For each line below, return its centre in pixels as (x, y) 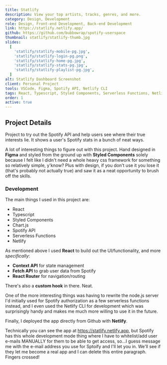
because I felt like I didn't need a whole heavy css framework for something (83, 160)
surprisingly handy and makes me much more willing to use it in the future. (82, 311)
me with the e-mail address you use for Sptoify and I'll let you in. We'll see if (83, 347)
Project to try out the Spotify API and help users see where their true (75, 134)
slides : (13, 42)
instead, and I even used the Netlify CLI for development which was (74, 306)
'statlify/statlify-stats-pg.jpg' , (51, 65)
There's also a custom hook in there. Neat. (49, 286)
